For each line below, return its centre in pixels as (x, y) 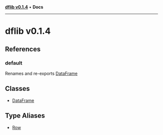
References (23, 49)
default (14, 63)
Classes (17, 89)
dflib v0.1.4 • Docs (24, 7)
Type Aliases (25, 116)
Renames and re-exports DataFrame (41, 73)
